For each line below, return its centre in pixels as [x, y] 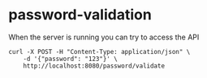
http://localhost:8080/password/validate [94, 66]
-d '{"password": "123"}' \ [70, 59]
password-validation [80, 15]
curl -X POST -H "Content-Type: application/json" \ [99, 51]
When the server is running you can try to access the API [104, 37]
